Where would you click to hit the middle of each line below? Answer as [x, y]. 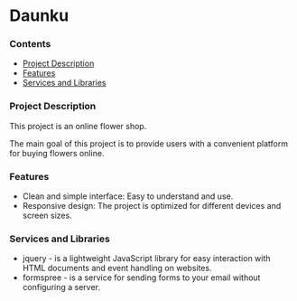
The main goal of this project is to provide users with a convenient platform [149, 143]
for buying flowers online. [57, 153]
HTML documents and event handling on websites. [117, 268]
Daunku [39, 16]
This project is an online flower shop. [78, 126]
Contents [30, 44]
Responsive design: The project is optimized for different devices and [152, 206]
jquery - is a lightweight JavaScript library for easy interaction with [146, 259]
